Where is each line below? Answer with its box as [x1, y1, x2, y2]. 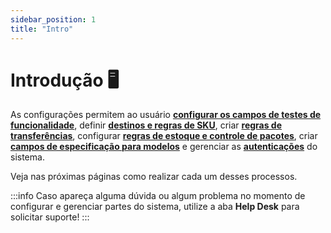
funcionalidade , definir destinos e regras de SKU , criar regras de [10, 119, 283, 131]
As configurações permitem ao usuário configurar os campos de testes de [10, 109, 322, 121]
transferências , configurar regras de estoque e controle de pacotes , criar [10, 130, 318, 142]
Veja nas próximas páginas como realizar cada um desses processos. [10, 171, 298, 183]
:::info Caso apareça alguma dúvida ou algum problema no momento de [10, 190, 306, 202]
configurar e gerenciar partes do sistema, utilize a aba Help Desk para [10, 201, 300, 213]
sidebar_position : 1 [10, 14, 97, 25]
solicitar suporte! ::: [10, 211, 90, 223]
